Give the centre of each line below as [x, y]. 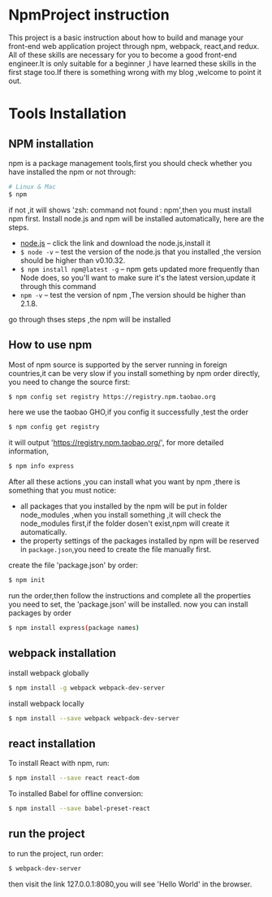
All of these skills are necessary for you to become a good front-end [123, 55]
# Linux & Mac [32, 186]
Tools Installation [68, 114]
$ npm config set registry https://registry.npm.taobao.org [112, 396]
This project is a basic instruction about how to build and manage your [126, 37]
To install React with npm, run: [59, 764]
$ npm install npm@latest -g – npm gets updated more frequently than [140, 269]
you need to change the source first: [69, 382]
